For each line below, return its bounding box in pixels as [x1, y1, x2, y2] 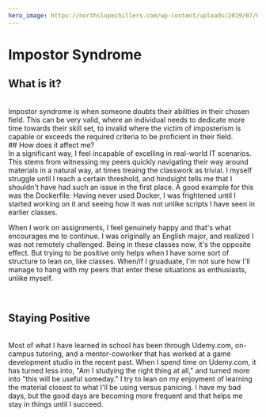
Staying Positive [8, 312, 90, 325]
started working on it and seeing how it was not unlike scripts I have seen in [8, 199, 256, 208]
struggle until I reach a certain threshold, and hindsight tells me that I [8, 173, 233, 183]
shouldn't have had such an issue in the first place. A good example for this [8, 182, 254, 191]
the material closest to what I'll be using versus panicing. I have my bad [8, 383, 241, 392]
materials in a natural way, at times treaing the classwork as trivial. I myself [8, 165, 252, 175]
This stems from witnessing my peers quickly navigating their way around [8, 157, 249, 166]
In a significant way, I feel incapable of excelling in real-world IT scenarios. [8, 148, 252, 158]
